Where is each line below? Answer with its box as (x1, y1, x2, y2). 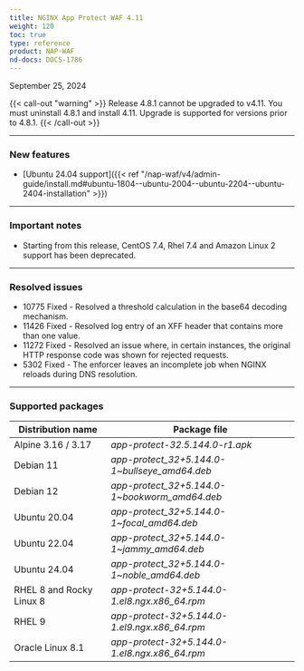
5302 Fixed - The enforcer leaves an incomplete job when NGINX (22, 359, 267, 370)
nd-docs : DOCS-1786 (9, 55, 83, 64)
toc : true (9, 30, 47, 39)
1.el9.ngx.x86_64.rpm (110, 621, 205, 634)
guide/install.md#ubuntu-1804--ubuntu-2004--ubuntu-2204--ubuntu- (22, 179, 285, 190)
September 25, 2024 (9, 81, 87, 91)
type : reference (9, 38, 71, 48)
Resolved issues (9, 280, 83, 293)
